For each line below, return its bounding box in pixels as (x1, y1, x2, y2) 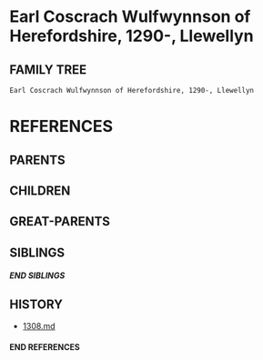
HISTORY (9, 296, 64, 312)
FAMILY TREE (9, 62, 87, 77)
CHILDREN (9, 183, 71, 198)
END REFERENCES (9, 341, 80, 352)
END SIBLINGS (9, 270, 66, 281)
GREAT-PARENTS (9, 214, 111, 229)
